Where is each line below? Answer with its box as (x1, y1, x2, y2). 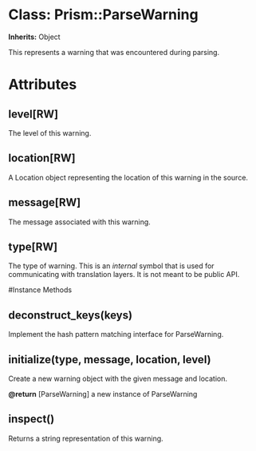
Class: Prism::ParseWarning (8, 6, 199, 24)
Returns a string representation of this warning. (8, 433, 163, 443)
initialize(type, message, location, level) (8, 353, 211, 366)
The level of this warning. (8, 128, 92, 137)
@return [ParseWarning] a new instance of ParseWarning (8, 390, 198, 398)
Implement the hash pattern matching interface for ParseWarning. (8, 330, 224, 339)
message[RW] (8, 196, 81, 209)
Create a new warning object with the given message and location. (8, 374, 228, 383)
